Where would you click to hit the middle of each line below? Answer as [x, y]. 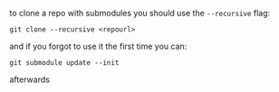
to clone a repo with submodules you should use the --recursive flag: [140, 13]
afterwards [29, 79]
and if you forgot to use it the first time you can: [98, 46]
